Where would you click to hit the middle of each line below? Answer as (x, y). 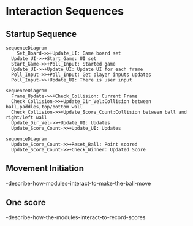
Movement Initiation (45, 169)
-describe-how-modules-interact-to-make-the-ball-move (78, 183)
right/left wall (26, 118)
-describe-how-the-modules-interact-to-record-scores (76, 217)
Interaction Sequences (65, 11)
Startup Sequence (41, 34)
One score (26, 202)
